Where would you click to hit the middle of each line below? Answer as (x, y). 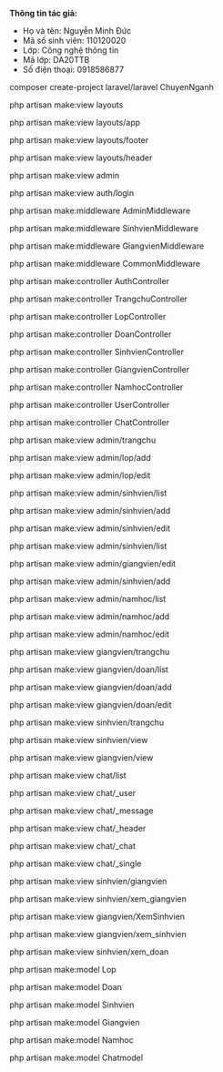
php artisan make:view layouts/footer (79, 140)
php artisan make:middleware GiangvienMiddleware (107, 246)
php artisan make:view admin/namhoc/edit (90, 634)
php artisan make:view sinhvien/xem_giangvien (98, 899)
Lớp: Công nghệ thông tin (71, 50)
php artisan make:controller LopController (88, 316)
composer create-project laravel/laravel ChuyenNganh (111, 87)
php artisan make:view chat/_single (76, 863)
